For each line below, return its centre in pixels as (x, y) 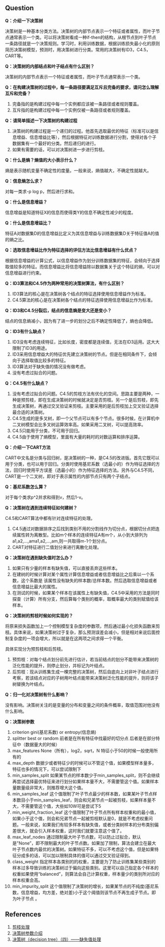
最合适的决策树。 (29, 412)
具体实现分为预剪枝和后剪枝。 (35, 649)
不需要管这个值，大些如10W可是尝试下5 (61, 806)
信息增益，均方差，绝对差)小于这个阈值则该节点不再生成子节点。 (86, 892)
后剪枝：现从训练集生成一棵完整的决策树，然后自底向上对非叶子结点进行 (85, 672)
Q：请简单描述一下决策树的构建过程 (41, 120)
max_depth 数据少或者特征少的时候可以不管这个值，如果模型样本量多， (84, 763)
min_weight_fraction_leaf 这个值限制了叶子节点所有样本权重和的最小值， (85, 812)
